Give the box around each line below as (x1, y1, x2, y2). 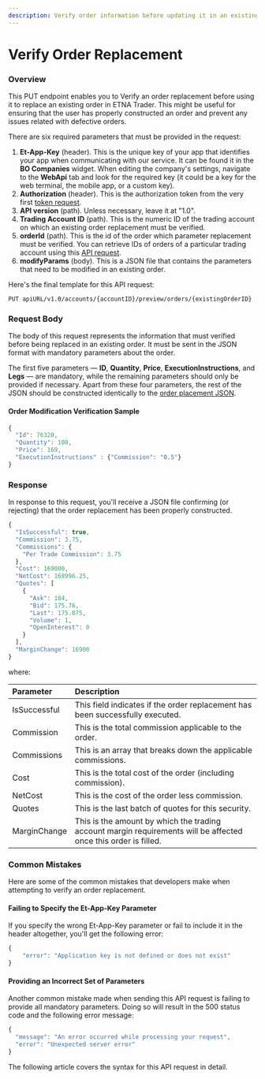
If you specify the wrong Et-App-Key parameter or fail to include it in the (8, 920, 243, 931)
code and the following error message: (8, 1010, 134, 1020)
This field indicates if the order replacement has (74, 699, 252, 710)
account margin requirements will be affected (74, 825, 243, 836)
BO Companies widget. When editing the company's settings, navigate (19, 164, 251, 174)
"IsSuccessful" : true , (15, 528, 90, 536)
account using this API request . (19, 248, 122, 257)
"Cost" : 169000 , (15, 565, 69, 573)
